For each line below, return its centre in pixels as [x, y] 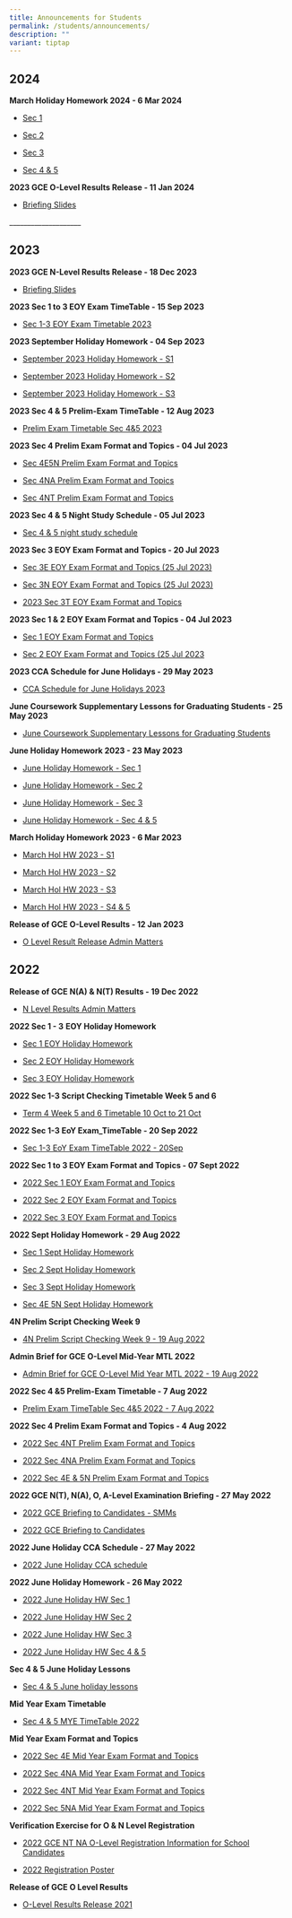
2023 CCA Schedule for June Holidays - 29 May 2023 [111, 671]
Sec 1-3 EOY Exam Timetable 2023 [87, 324]
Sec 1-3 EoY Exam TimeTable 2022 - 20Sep [103, 1148]
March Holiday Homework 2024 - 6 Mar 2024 [95, 100]
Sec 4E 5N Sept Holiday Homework [88, 1304]
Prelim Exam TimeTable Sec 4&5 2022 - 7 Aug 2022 [118, 1408]
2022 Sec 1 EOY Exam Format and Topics [99, 1182]
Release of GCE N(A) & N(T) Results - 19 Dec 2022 [104, 991]
